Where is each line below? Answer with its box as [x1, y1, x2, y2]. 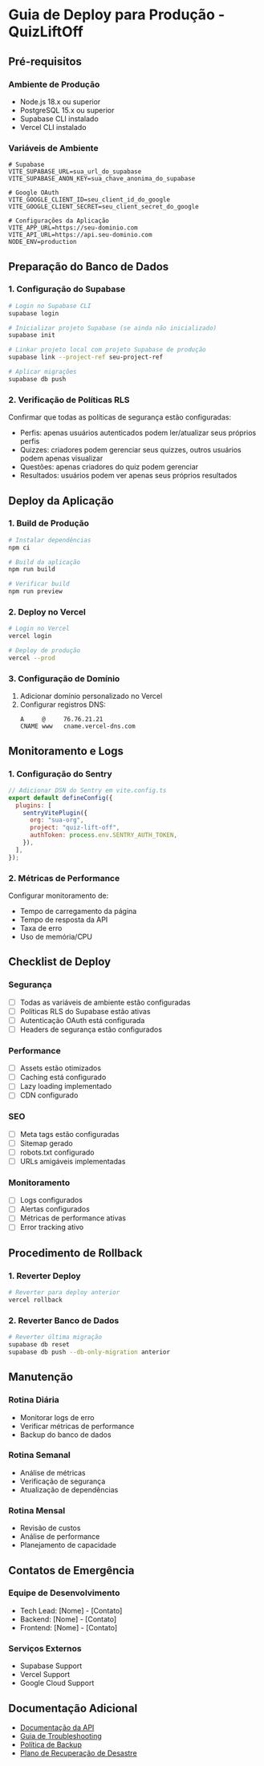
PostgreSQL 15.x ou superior [19, 105, 115, 115]
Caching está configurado [19, 1073, 107, 1082]
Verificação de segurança [19, 1476, 106, 1486]
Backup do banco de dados [19, 1430, 112, 1439]
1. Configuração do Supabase [8, 283, 126, 294]
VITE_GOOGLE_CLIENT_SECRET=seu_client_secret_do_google [8, 203, 199, 211]
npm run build [8, 566, 56, 574]
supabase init [8, 331, 56, 339]
